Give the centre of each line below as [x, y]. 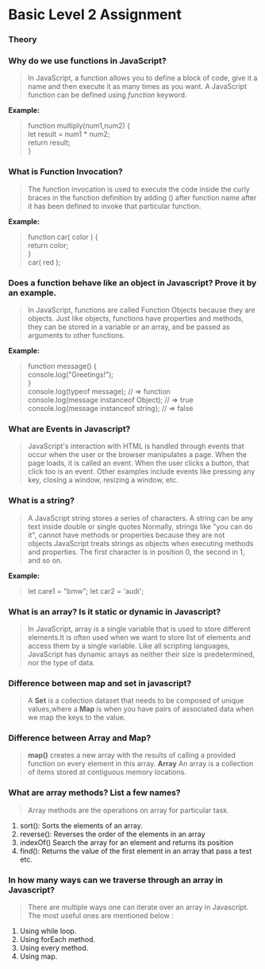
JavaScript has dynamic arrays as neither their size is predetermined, [141, 654]
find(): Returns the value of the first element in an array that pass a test [136, 851]
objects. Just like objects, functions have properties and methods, [136, 318]
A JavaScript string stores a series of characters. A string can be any [140, 517]
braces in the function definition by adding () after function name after [142, 197]
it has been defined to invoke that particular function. [114, 206]
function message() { [62, 366]
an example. [33, 293]
